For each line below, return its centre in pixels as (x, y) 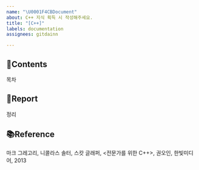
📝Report (22, 99)
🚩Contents (27, 64)
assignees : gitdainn (32, 34)
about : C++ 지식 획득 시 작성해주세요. (49, 18)
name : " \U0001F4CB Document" (42, 12)
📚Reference (31, 135)
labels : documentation (35, 29)
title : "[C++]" (25, 23)
